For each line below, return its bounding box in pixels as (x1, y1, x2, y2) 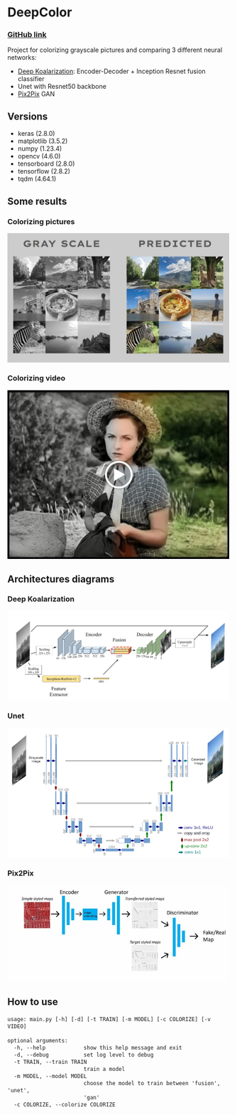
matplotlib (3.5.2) (17, 137, 68, 146)
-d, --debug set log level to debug (13, 1051, 154, 1058)
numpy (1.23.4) (17, 144, 62, 153)
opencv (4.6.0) (17, 152, 61, 161)
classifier (17, 75, 45, 83)
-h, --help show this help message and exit (13, 1044, 182, 1051)
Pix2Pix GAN (17, 90, 55, 98)
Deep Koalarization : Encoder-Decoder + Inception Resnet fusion (17, 67, 206, 75)
